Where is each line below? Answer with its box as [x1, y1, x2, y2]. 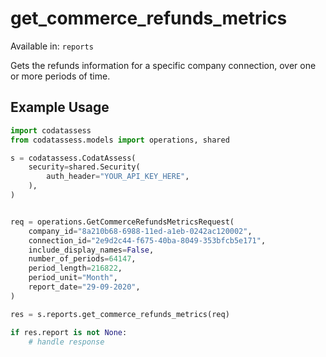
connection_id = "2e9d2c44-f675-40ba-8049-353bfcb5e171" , [28, 235, 267, 246]
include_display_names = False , [28, 245, 155, 255]
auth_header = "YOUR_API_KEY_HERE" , [46, 172, 190, 182]
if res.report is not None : [10, 327, 128, 337]
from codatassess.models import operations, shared [10, 135, 230, 145]
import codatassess [10, 125, 92, 136]
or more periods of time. [10, 70, 111, 82]
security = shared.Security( [28, 162, 141, 172]
